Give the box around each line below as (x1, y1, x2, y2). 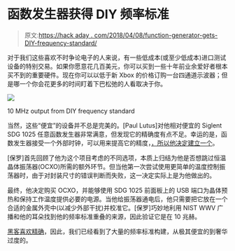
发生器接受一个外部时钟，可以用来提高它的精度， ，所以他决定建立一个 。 (13, 138, 219, 147)
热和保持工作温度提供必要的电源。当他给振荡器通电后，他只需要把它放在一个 (7, 194, 228, 203)
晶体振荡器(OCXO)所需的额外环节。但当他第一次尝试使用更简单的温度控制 (7, 162, 220, 170)
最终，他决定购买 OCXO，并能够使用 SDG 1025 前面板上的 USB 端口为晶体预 (7, 186, 228, 194)
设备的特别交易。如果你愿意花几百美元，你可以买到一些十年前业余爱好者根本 (7, 62, 228, 70)
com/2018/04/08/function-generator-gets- (94, 31, 218, 39)
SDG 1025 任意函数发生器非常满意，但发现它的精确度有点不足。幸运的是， (7, 130, 222, 138)
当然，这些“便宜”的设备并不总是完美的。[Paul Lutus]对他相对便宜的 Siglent (7, 121, 222, 130)
